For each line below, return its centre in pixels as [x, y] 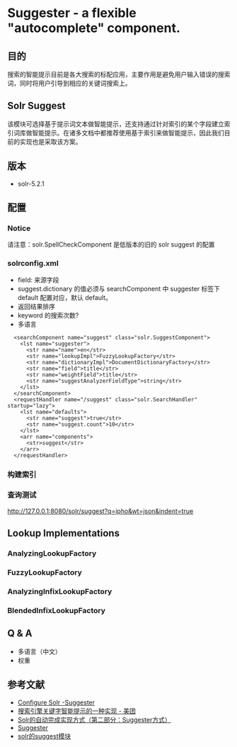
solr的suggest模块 [44, 736]
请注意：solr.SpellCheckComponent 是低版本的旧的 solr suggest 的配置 [111, 245]
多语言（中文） [39, 651]
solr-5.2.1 [31, 184]
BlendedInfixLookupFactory [57, 610]
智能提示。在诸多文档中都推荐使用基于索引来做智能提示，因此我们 [128, 133]
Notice [19, 228]
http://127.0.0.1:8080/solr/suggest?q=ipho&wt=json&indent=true [100, 511]
